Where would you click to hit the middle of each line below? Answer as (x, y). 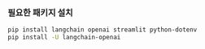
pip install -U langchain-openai (64, 38)
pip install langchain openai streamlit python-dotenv (102, 30)
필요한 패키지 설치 (41, 12)
